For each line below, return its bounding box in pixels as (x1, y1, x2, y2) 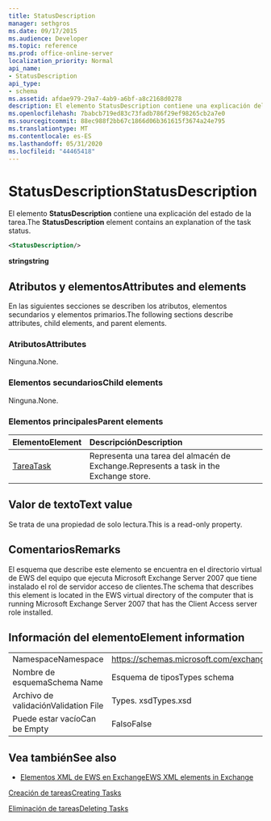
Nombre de (12, 667, 55, 678)
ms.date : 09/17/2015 (8, 27, 78, 35)
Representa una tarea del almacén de (89, 450, 231, 461)
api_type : (8, 79, 42, 87)
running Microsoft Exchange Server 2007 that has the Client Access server (8, 599, 258, 608)
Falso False (111, 718, 152, 730)
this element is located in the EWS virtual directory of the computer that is (8, 590, 254, 599)
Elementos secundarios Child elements (8, 377, 164, 388)
